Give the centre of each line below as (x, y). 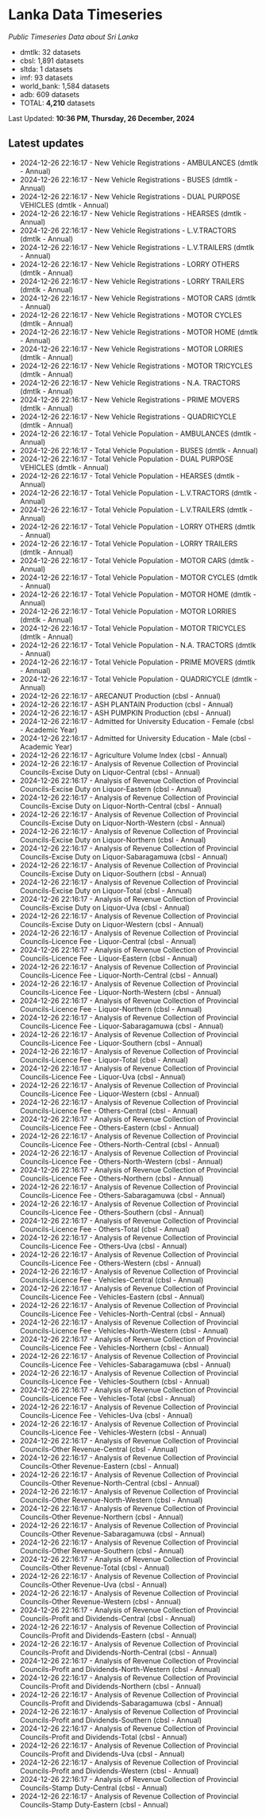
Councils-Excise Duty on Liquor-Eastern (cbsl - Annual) (110, 789)
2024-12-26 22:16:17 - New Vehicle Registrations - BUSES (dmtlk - (129, 179)
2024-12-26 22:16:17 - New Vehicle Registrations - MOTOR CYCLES (131, 315)
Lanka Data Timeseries (85, 15)
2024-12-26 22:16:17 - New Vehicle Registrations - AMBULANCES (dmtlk (139, 163)
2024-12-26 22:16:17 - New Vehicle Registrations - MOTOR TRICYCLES (136, 366)
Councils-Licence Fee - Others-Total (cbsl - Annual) (105, 1229)
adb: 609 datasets (50, 94)
